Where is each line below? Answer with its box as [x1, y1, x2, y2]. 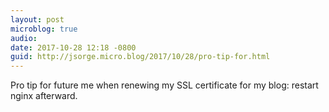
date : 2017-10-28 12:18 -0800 [10, 42, 137, 53]
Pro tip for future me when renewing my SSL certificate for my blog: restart [10, 79, 319, 91]
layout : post [10, 14, 65, 25]
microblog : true [10, 24, 78, 34]
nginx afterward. [10, 90, 78, 102]
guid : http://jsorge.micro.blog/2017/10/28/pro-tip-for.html [10, 52, 271, 62]
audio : [10, 33, 38, 43]
